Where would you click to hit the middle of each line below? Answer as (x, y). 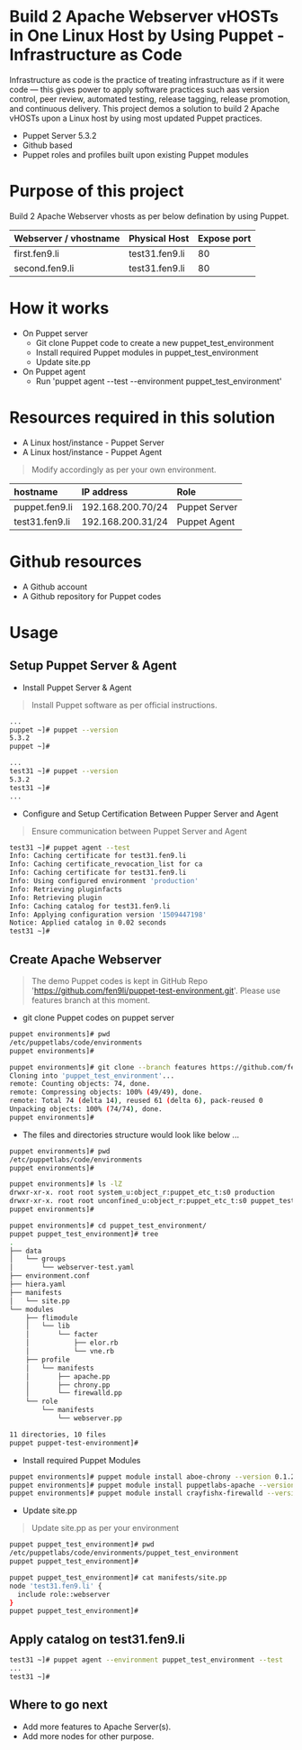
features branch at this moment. (91, 1000)
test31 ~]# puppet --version (64, 771)
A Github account (55, 587)
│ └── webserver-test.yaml (72, 1268)
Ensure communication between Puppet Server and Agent (139, 831)
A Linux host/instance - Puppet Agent (92, 451)
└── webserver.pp (90, 1418)
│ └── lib (48, 1326)
